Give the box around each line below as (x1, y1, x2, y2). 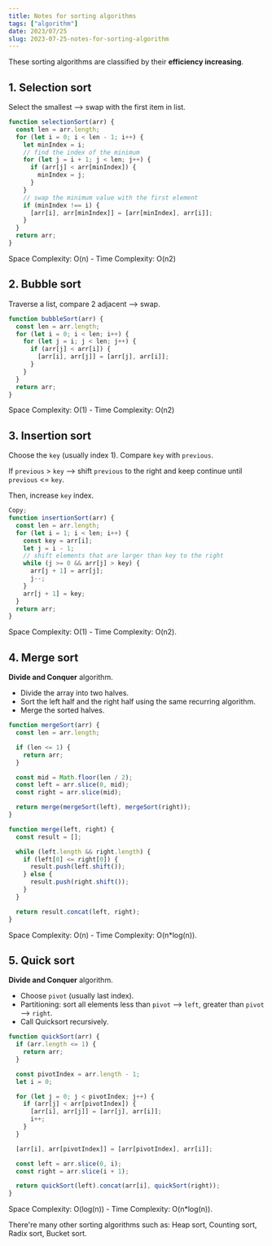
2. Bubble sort (8, 278, 81, 292)
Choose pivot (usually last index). (20, 991, 134, 1001)
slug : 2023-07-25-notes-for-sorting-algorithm (8, 34, 169, 43)
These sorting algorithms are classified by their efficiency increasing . (8, 57, 244, 67)
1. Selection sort (8, 81, 92, 94)
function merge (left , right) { (8, 825, 115, 833)
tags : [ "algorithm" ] (8, 20, 79, 28)
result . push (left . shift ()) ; (29, 862, 126, 871)
